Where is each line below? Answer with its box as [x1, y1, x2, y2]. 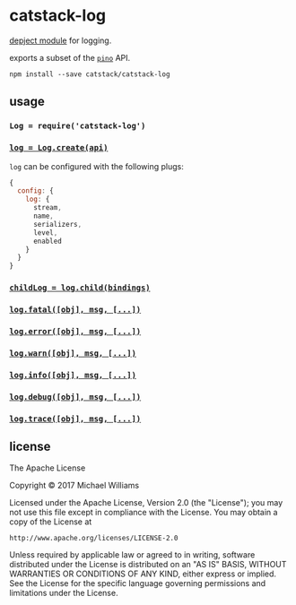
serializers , [32, 220, 83, 229]
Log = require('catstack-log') [9, 121, 146, 131]
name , [32, 212, 54, 220]
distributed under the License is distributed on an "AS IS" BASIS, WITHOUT [9, 559, 287, 570]
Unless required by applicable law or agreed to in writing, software [9, 549, 256, 560]
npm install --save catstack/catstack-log [9, 69, 170, 79]
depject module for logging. [9, 35, 112, 46]
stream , [32, 203, 63, 212]
